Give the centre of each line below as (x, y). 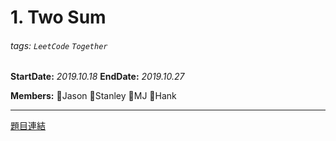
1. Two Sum (58, 17)
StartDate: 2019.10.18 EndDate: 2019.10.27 (97, 77)
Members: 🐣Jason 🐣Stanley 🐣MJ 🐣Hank (93, 96)
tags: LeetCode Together (59, 45)
